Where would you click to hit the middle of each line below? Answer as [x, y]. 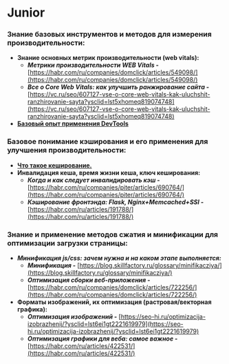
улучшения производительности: [67, 150]
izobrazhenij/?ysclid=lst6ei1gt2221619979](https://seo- [105, 324]
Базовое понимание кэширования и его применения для [108, 141]
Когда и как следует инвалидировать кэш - [94, 180]
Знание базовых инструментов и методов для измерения [109, 34]
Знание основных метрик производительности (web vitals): [108, 58]
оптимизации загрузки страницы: [68, 243]
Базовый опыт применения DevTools [73, 124]
